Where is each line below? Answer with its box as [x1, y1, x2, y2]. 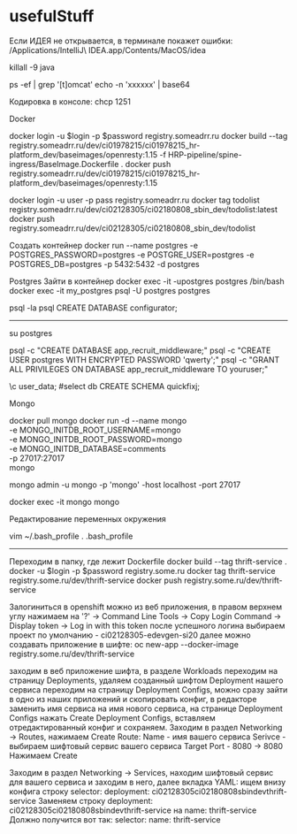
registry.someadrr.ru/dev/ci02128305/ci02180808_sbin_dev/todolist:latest [9, 203, 278, 214]
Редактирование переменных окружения [9, 513, 166, 524]
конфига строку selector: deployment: [9, 785, 150, 797]
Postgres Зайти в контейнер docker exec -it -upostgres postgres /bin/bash [9, 276, 285, 287]
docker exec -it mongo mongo [9, 496, 120, 507]
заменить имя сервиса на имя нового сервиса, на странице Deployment [9, 703, 283, 714]
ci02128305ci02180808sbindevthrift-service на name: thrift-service [9, 805, 257, 815]
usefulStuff [9, 6, 95, 27]
